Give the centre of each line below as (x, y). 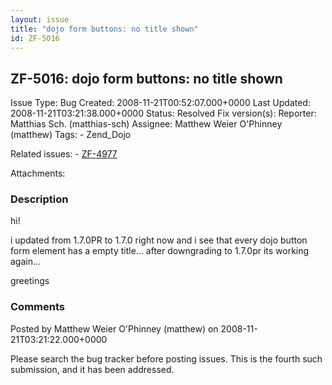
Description (39, 199)
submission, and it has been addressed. (92, 369)
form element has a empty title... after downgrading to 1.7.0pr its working (160, 251)
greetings (30, 281)
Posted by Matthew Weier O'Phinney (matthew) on (114, 328)
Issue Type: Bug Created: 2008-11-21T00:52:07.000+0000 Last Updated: (160, 103)
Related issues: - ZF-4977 (64, 154)
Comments (37, 307)
